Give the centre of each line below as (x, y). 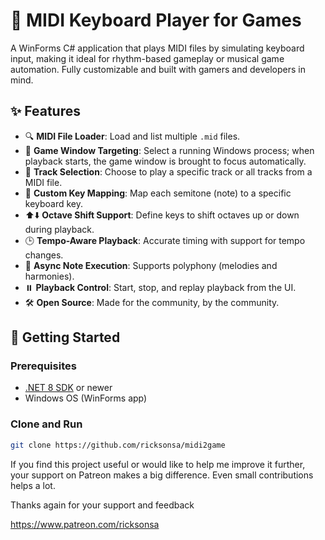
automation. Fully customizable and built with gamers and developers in (158, 69)
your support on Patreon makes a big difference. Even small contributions (162, 475)
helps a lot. (33, 485)
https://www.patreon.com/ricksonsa (85, 524)
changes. (44, 255)
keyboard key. (54, 203)
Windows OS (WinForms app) (86, 398)
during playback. (59, 229)
